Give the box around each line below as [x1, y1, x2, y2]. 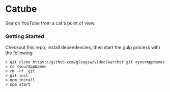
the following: [5, 50, 34, 56]
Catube [5, 3, 37, 15]
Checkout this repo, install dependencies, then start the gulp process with [5, 44, 160, 51]
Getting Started [5, 33, 44, 40]
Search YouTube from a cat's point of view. [5, 20, 96, 26]
